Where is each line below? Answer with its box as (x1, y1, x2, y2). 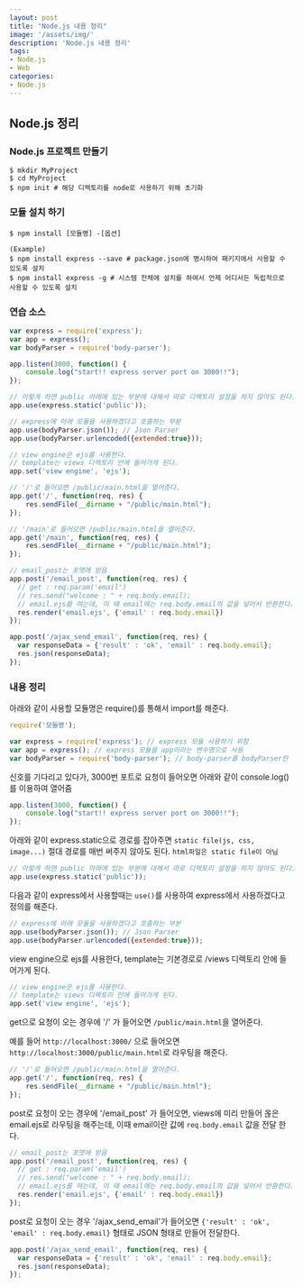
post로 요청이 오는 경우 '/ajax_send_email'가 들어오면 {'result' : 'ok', (9, 1216, 271, 1227)
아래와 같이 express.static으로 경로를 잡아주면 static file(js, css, (9, 835, 255, 845)
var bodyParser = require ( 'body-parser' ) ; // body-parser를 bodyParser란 (9, 753, 289, 762)
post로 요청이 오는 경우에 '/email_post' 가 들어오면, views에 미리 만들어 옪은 (9, 1108, 280, 1118)
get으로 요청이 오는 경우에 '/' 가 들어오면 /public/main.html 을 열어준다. (9, 1017, 263, 1027)
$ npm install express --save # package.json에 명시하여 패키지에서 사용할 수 (9, 254, 286, 263)
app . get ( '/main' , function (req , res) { (9, 533, 160, 542)
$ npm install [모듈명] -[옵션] (9, 229, 122, 238)
